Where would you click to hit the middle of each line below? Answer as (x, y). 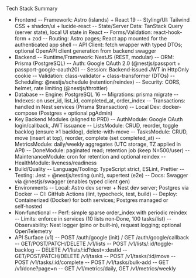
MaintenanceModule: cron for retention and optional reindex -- (90, 157)
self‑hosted (28, 206)
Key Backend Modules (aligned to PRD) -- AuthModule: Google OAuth (99, 119)
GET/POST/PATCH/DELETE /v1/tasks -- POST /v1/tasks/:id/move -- (95, 256)
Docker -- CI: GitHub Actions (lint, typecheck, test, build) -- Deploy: (96, 194)
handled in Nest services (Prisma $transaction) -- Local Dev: (88, 107)
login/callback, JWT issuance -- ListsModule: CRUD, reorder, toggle (96, 126)
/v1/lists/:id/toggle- (151, 243)
